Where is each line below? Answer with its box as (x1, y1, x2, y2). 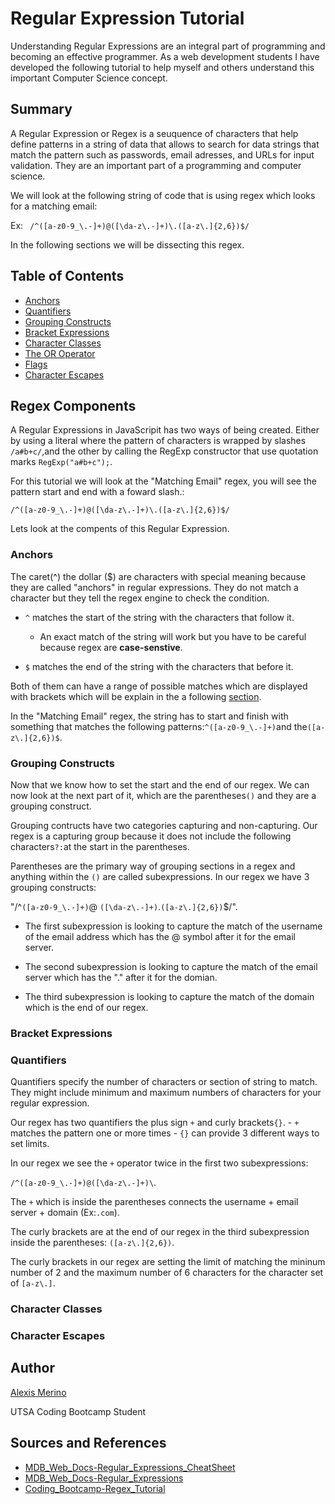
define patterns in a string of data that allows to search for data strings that (10, 138, 320, 150)
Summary (10, 101, 73, 118)
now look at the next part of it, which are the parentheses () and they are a (10, 789, 317, 801)
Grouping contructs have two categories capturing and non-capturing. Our (10, 819, 318, 831)
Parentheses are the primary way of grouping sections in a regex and (10, 860, 296, 872)
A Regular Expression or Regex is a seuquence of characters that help (10, 127, 299, 139)
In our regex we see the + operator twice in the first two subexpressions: (10, 1157, 309, 1169)
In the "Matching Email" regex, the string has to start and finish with (10, 710, 289, 722)
